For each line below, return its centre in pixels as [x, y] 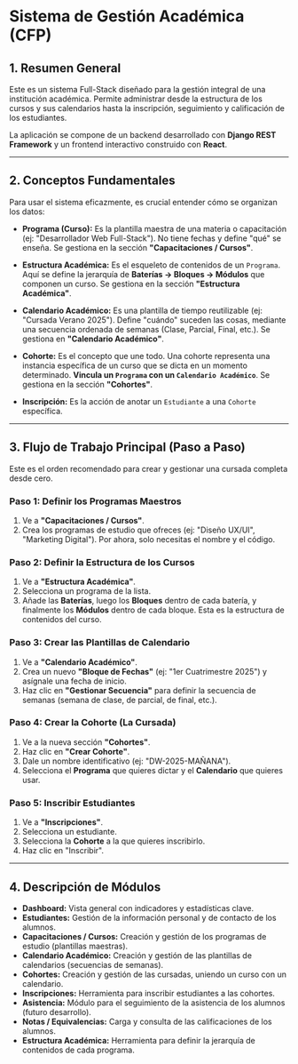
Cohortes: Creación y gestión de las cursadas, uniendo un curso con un [154, 974]
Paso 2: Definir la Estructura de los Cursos [102, 562]
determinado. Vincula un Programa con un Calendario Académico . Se [146, 374]
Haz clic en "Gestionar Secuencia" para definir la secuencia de [139, 690]
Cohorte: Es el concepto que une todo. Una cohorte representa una [146, 356]
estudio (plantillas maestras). [75, 946]
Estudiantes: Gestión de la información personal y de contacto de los [149, 917]
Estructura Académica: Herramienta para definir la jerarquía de [138, 1040]
